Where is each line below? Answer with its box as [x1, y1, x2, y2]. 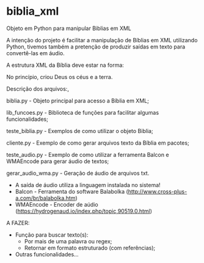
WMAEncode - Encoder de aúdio [15, 200, 99, 208]
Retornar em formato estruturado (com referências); [24, 244, 156, 251]
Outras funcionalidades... [15, 250, 79, 258]
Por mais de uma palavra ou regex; [24, 237, 112, 245]
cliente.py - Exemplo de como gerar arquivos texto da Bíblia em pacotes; [6, 139, 189, 147]
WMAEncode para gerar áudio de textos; [6, 158, 109, 165]
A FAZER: [6, 219, 30, 226]
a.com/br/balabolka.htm [15, 194, 76, 202]
